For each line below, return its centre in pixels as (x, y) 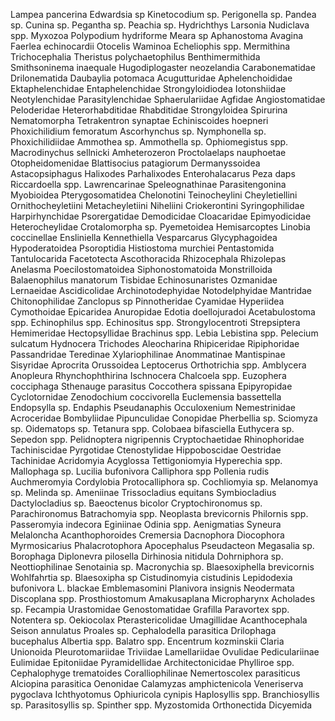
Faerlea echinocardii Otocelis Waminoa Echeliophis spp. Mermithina (150, 46)
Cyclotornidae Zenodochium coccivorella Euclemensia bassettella (146, 397)
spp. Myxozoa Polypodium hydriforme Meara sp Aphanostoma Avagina (157, 35)
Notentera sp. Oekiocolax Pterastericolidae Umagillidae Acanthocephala (159, 620)
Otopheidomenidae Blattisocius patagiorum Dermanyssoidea (135, 163)
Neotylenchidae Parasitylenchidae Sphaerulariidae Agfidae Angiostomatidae (168, 99)
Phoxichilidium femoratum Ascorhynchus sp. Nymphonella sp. (138, 131)
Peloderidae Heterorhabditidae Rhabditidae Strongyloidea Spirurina (149, 110)
